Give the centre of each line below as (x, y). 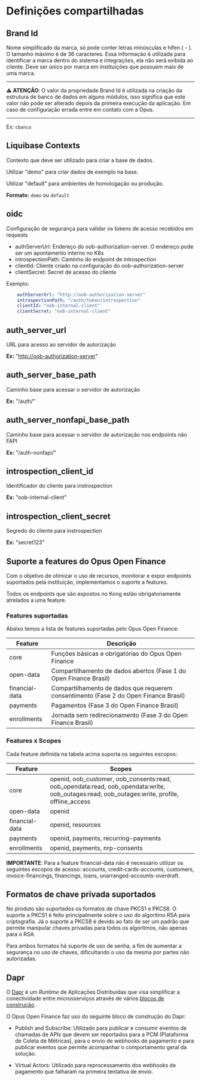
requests (17, 235)
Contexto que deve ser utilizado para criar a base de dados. (80, 160)
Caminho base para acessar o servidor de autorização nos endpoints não (97, 434)
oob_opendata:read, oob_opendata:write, (108, 786)
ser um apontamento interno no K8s (59, 253)
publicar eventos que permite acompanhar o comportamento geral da (101, 1047)
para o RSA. (21, 934)
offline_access (70, 801)
